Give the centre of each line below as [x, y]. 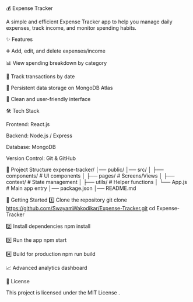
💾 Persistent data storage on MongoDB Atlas [59, 88]
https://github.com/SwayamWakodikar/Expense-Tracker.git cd [81, 208]
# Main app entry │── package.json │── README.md [71, 188]
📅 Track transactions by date [41, 77]
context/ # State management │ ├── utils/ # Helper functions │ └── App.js [97, 182]
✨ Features [20, 39]
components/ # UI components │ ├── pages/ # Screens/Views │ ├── [90, 176]
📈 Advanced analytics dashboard [47, 268]
